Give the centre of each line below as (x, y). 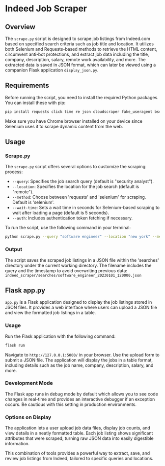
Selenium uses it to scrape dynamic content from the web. (64, 126)
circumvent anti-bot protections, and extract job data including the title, (77, 54)
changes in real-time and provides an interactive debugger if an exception (80, 399)
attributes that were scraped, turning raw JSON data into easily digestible (79, 438)
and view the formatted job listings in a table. (51, 313)
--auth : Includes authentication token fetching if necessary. (72, 218)
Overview (20, 27)
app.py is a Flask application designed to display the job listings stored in (79, 302)
